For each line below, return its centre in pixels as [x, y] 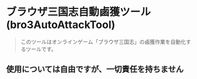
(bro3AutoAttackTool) [61, 25]
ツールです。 [41, 49]
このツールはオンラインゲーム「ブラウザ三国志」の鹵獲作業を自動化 [103, 42]
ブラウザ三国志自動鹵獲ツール [79, 12]
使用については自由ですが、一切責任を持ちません [95, 69]
